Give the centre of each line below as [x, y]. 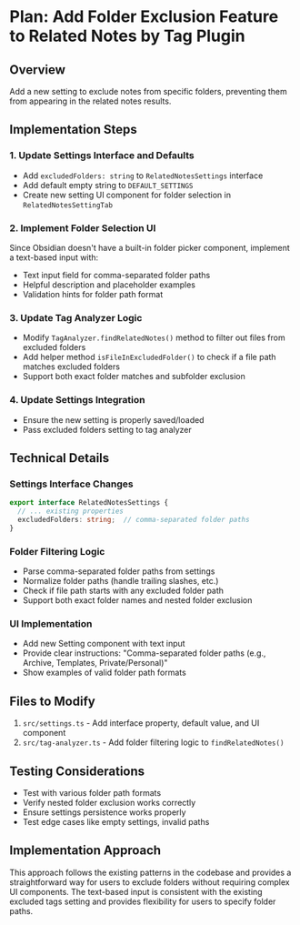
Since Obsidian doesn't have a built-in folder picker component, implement [150, 247]
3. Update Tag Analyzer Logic [76, 317]
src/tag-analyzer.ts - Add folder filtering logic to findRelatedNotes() [153, 742]
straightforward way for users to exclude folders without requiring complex [150, 882]
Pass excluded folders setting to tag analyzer [107, 429]
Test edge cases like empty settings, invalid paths [116, 821]
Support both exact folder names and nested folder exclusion [137, 600]
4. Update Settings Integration [77, 400]
